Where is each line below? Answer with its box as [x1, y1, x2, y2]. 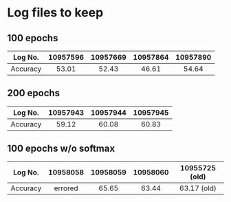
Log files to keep [7, 5, 104, 21]
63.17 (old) [179, 183, 217, 193]
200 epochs [7, 87, 60, 99]
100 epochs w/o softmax [7, 143, 115, 155]
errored [54, 183, 78, 193]
